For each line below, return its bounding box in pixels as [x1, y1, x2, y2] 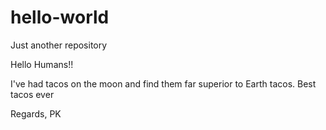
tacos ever [10, 88, 55, 100]
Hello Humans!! [10, 58, 74, 70]
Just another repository [10, 39, 108, 51]
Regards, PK [10, 107, 62, 120]
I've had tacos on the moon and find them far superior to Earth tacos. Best [10, 77, 317, 90]
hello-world [10, 6, 110, 29]
